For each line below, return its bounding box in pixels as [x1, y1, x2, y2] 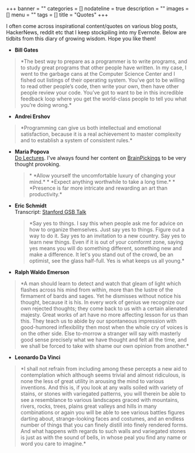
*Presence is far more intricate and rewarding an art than [29, 184, 168, 192]
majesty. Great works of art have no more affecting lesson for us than [20, 311, 189, 318]
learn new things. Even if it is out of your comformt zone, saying [29, 239, 184, 246]
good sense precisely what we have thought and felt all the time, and [20, 336, 187, 343]
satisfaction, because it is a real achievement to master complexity [20, 130, 182, 137]
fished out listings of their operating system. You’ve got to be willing [20, 76, 185, 83]
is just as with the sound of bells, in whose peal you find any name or [20, 434, 187, 441]
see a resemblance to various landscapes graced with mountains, [20, 397, 180, 403]
